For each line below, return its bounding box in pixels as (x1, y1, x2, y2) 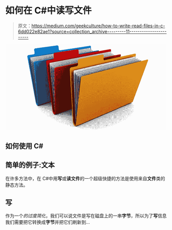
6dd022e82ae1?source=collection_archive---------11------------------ (17, 28, 167, 34)
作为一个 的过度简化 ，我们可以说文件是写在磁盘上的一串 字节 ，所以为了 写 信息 (5, 213, 167, 219)
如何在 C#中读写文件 (5, 5, 92, 16)
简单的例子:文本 (5, 161, 55, 169)
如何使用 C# (5, 142, 44, 150)
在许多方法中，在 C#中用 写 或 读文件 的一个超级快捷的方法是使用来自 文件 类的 (5, 175, 165, 181)
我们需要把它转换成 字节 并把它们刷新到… (5, 219, 91, 225)
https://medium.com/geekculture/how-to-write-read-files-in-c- (31, 23, 165, 29)
